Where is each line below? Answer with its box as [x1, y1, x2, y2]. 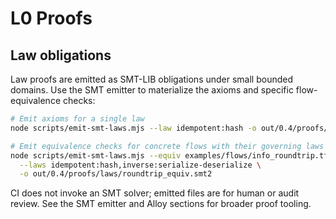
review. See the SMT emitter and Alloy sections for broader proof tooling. [10, 198, 312, 210]
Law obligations [10, 47, 112, 64]
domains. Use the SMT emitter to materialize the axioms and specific [10, 84, 294, 96]
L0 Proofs [10, 7, 93, 30]
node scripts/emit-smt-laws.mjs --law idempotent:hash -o [10, 123, 257, 133]
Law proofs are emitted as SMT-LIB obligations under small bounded [10, 73, 294, 85]
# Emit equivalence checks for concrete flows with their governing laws [10, 141, 325, 151]
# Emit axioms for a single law [10, 114, 145, 124]
